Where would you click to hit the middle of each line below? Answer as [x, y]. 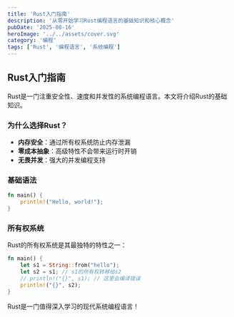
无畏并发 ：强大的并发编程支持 [61, 160]
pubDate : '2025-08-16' [41, 27]
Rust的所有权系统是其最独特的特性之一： [67, 245]
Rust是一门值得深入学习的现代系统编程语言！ [73, 306]
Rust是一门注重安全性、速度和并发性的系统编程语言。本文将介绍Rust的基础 [117, 96]
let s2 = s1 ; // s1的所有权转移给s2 [71, 272]
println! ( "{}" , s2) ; [51, 285]
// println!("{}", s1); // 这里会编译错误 [81, 279]
